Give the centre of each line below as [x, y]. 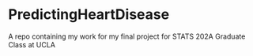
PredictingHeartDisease [89, 15]
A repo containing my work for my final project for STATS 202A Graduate [127, 36]
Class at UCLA [32, 44]
